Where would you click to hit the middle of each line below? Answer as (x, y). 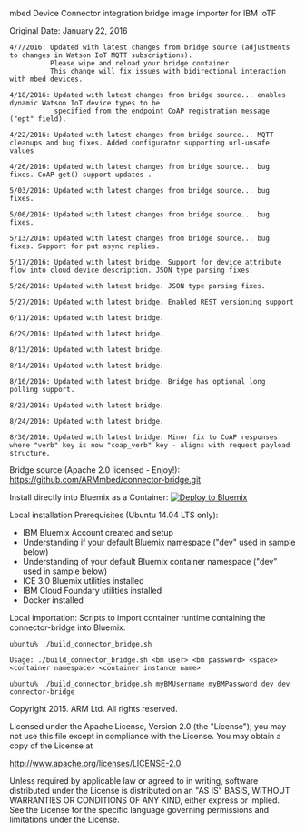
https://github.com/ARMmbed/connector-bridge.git (105, 480)
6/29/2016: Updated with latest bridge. (87, 334)
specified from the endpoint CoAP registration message (162, 111)
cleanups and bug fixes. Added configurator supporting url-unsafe (140, 143)
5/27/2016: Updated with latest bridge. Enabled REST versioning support (152, 302)
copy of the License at (51, 746)
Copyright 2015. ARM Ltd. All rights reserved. (94, 709)
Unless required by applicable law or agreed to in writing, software (134, 781)
